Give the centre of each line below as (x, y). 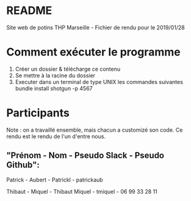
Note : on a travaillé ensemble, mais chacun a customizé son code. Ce (95, 130)
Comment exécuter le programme (94, 52)
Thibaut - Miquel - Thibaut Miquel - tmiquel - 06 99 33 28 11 (82, 191)
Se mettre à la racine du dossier (55, 75)
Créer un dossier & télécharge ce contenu (68, 69)
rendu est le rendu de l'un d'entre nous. (56, 136)
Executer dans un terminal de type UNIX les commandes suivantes (99, 82)
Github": (23, 165)
